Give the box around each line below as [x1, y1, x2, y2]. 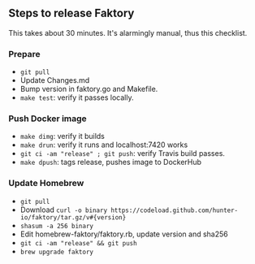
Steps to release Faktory [8, 6, 135, 20]
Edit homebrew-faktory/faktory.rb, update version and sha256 [19, 229, 229, 239]
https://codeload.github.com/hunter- [110, 206, 239, 214]
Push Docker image [8, 113, 87, 124]
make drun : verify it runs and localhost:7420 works [19, 140, 188, 149]
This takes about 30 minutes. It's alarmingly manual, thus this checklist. [8, 28, 248, 37]
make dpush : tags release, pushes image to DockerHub [19, 158, 201, 167]
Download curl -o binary [19, 205, 108, 214]
